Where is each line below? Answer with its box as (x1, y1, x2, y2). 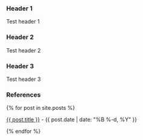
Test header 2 (6, 46, 41, 54)
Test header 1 (6, 18, 40, 25)
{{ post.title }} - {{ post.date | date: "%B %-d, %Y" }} (6, 116, 138, 123)
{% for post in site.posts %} (6, 104, 75, 112)
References (6, 91, 41, 99)
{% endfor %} (6, 128, 41, 135)
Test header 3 (6, 75, 41, 83)
